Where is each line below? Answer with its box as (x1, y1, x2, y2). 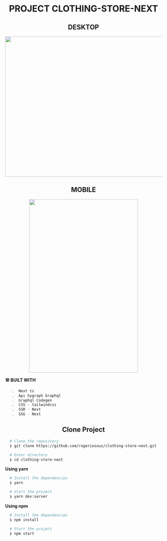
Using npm (5, 503, 28, 509)
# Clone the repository (9, 439, 59, 444)
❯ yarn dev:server (9, 494, 48, 499)
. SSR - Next (11, 407, 41, 412)
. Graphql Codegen (11, 398, 52, 403)
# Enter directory (9, 452, 48, 457)
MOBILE (71, 186, 96, 194)
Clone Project (62, 425, 105, 434)
